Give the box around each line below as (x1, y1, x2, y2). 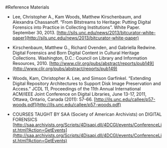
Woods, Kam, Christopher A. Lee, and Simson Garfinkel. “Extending (12, 75, 151, 81)
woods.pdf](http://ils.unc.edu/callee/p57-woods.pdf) (12, 102, 121, 107)
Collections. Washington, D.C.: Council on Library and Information (12, 55, 148, 61)
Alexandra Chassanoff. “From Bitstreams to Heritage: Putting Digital (12, 19, 151, 25)
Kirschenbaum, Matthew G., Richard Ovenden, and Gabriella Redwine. (12, 45, 157, 50)
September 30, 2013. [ (12, 30, 58, 35)
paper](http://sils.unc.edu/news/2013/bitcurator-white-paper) (12, 35, 139, 41)
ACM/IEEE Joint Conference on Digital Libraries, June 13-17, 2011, (12, 91, 147, 97)
